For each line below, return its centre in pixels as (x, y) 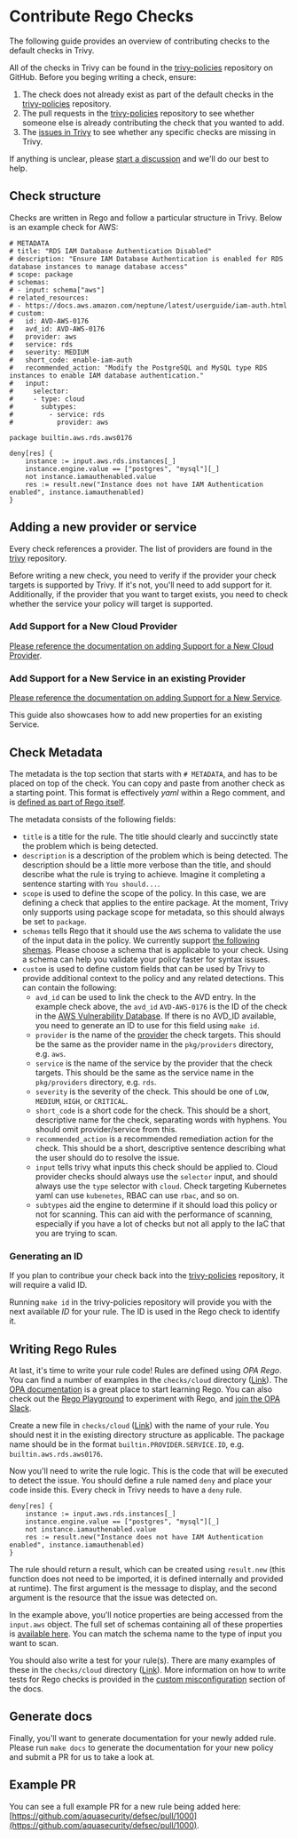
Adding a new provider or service (103, 528)
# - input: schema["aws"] (57, 290)
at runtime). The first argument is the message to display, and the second (143, 1588)
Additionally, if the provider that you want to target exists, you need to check (148, 594)
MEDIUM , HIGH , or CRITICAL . (82, 1100)
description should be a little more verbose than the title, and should (147, 865)
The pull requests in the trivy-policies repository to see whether (138, 113)
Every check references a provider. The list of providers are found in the (141, 548)
